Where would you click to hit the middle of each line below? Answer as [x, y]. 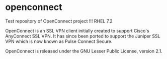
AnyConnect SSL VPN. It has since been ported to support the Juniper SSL [83, 36]
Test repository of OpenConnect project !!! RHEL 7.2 [59, 21]
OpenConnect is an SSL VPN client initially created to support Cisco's [77, 30]
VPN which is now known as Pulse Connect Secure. [59, 41]
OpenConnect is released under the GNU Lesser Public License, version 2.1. [84, 51]
